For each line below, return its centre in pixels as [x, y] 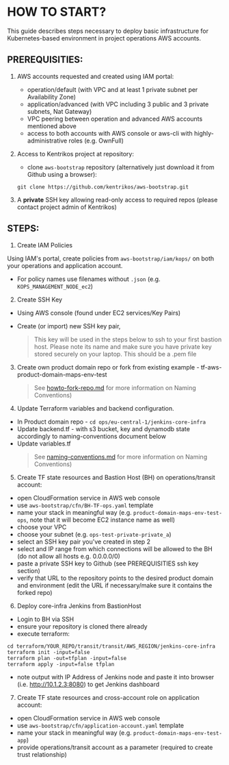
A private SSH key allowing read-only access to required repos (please [117, 199]
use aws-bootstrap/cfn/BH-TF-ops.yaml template [85, 505]
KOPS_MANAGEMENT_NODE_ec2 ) [55, 286]
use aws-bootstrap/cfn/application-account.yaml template [100, 725]
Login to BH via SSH [45, 619]
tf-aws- [211, 367]
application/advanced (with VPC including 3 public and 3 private [118, 104]
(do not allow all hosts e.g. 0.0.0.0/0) [69, 556]
